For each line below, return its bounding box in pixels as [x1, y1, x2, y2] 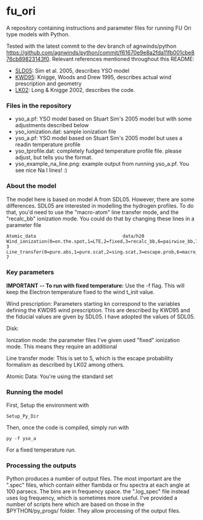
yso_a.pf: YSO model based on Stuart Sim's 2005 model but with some [14, 115, 192, 122]
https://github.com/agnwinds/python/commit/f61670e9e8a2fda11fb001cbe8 [6, 48, 195, 56]
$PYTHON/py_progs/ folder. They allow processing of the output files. [6, 507, 181, 515]
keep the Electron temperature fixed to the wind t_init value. [6, 288, 155, 295]
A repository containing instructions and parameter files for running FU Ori [6, 24, 192, 31]
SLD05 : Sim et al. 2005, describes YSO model [14, 67, 130, 74]
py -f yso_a [6, 436, 36, 442]
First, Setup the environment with [6, 401, 89, 409]
